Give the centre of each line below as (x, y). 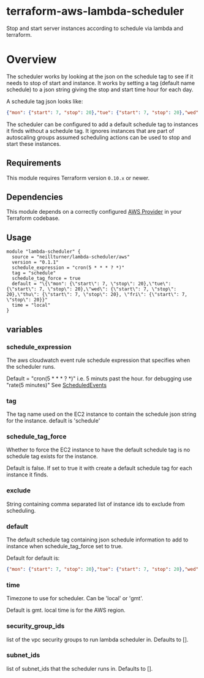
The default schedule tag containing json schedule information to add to (97, 540)
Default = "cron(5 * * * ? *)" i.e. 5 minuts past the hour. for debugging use (99, 379)
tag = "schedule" (34, 273)
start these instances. (34, 144)
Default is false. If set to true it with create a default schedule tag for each (99, 468)
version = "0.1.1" (36, 262)
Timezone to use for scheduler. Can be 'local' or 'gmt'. (75, 598)
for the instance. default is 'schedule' (53, 421)
